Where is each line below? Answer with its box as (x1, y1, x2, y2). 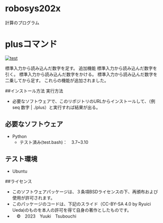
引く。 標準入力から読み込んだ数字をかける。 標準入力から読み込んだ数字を (5, 71, 158, 77)
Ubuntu (12, 168, 28, 174)
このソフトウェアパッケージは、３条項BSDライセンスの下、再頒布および (12, 189, 158, 195)
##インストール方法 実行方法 (5, 88, 64, 93)
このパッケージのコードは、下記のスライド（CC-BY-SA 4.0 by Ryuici (12, 201, 151, 207)
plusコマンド (5, 39, 58, 50)
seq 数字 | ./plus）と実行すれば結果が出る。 (12, 104, 101, 110)
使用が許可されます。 (12, 195, 55, 201)
